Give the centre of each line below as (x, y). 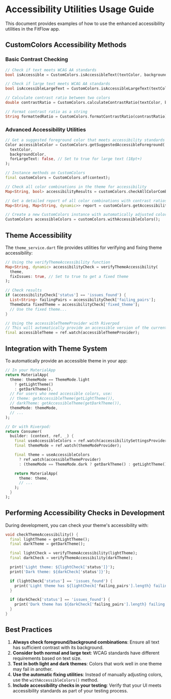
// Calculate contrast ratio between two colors (58, 98)
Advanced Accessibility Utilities (46, 129)
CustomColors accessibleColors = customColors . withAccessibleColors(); (83, 219)
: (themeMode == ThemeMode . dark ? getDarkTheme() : (75, 464)
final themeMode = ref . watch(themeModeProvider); (68, 446)
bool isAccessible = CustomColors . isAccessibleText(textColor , (74, 75)
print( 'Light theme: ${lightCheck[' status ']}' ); (62, 567)
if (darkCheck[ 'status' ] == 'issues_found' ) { (60, 600)
